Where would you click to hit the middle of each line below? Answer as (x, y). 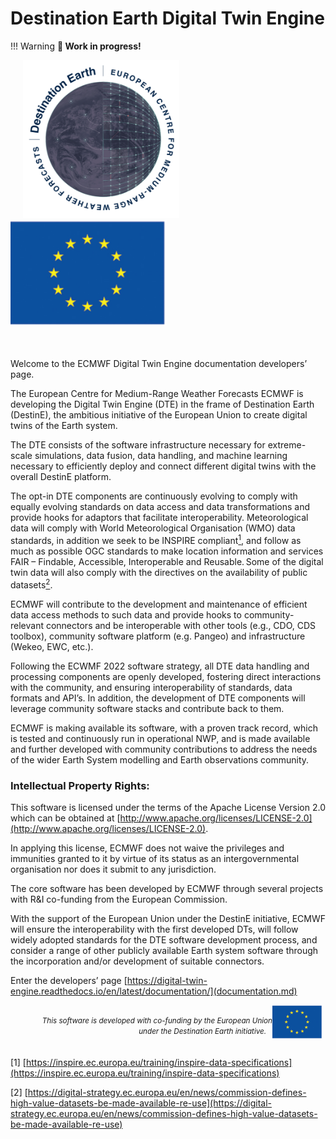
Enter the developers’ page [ (69, 980)
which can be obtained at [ (65, 818)
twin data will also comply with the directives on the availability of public (159, 572)
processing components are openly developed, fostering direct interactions (166, 676)
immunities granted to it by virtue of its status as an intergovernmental (155, 858)
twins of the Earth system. (64, 426)
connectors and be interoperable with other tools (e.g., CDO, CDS (181, 625)
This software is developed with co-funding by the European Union (157, 1020)
